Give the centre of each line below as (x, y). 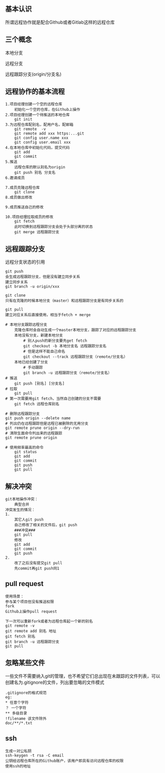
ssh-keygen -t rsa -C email (35, 755)
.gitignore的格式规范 (26, 693)
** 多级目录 (16, 713)
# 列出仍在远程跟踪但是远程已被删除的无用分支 (47, 424)
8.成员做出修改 (19, 198)
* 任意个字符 (17, 702)
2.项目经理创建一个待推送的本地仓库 (37, 115)
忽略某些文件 (25, 663)
